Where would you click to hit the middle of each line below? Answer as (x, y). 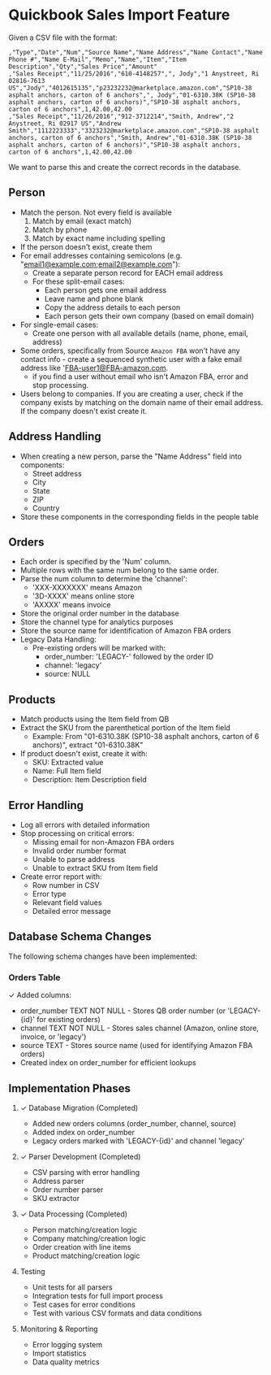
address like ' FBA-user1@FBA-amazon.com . (94, 368)
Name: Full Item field (67, 771)
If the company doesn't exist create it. (84, 411)
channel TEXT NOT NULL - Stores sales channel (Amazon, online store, (140, 1028)
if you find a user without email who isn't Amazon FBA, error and (140, 376)
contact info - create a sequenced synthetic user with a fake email (131, 359)
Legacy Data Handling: (58, 639)
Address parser (58, 1181)
